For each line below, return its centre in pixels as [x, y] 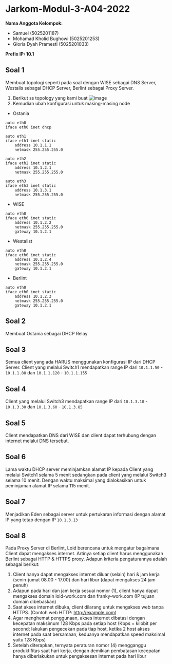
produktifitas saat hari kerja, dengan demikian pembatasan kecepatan [87, 651]
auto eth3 [16, 181]
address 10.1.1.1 [33, 145]
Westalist [22, 241]
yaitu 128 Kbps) [29, 640]
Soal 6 [16, 457]
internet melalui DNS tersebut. [37, 441]
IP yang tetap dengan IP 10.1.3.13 [42, 520]
